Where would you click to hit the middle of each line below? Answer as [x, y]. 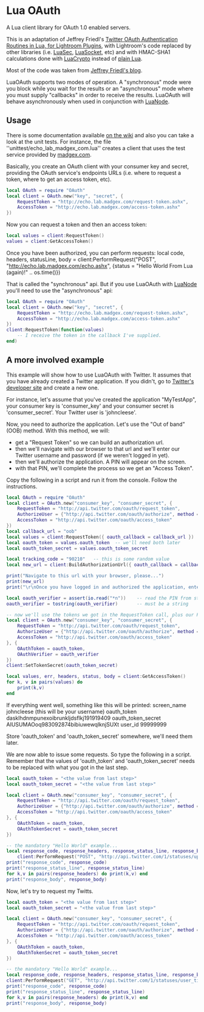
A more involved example [55, 360]
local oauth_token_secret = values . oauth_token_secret [77, 548]
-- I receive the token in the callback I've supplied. [90, 336]
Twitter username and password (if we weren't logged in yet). [92, 455]
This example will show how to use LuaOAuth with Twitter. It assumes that [99, 375]
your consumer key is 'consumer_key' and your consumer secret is [90, 406]
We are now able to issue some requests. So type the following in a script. [99, 754]
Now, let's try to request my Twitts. [50, 891]
